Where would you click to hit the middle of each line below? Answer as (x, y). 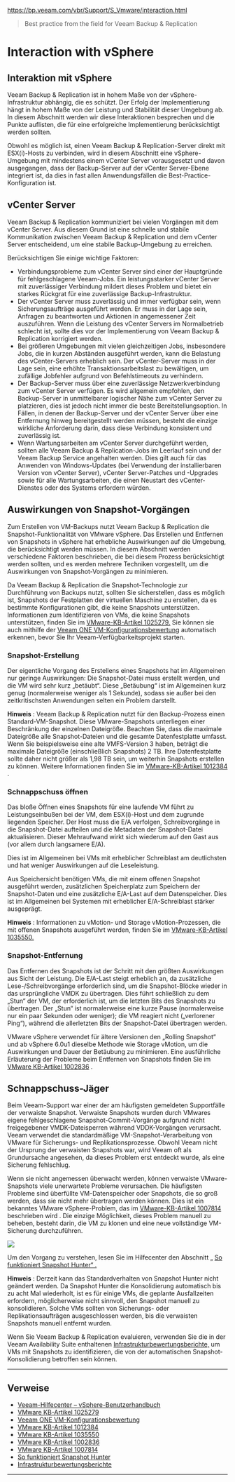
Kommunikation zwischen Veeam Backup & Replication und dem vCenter (112, 236)
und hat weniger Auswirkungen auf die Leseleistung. (83, 865)
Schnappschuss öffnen (48, 792)
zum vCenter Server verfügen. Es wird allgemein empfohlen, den (111, 390)
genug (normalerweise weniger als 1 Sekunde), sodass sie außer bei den (112, 693)
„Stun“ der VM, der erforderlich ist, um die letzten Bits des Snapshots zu (111, 1001)
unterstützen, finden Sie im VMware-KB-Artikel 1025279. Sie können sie (111, 622)
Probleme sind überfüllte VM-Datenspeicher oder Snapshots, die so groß (113, 1194)
